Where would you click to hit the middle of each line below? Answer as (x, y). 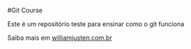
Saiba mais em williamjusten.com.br (60, 38)
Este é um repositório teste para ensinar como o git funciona (96, 24)
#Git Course (25, 10)
